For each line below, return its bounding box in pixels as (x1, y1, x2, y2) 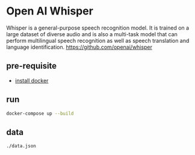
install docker (14, 77, 49, 84)
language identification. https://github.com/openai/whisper (6, 43, 152, 51)
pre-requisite (6, 61, 57, 71)
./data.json (6, 143, 36, 149)
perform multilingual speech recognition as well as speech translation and (6, 37, 190, 44)
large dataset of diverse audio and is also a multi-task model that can (6, 30, 178, 37)
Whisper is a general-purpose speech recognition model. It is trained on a (6, 24, 190, 31)
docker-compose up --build (6, 110, 74, 116)
